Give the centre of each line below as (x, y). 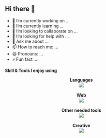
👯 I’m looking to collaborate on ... (45, 31)
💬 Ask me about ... (30, 41)
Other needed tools (81, 110)
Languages (81, 80)
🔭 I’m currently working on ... (41, 20)
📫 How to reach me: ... (35, 47)
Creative (81, 125)
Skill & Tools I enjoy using (31, 70)
